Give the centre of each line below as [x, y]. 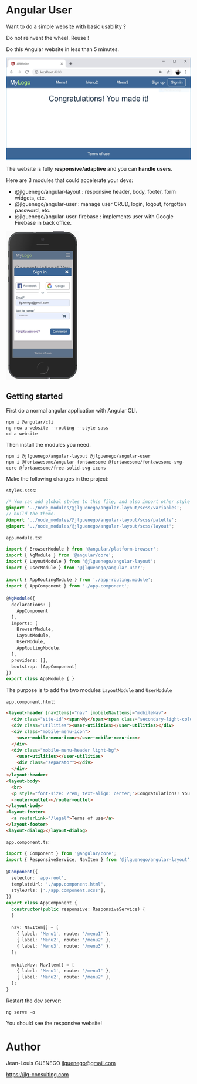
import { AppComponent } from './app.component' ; [68, 586]
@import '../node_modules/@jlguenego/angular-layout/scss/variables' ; [94, 508]
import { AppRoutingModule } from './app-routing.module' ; [80, 580]
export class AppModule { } [40, 679]
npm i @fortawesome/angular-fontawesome [56, 462]
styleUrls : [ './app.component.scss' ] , [59, 890]
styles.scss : [21, 490]
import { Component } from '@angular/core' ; [61, 853]
